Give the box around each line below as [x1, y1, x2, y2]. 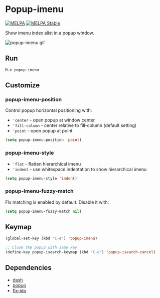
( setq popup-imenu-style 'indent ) [5, 176, 78, 181]
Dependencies [5, 263, 52, 272]
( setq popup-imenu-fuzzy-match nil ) [5, 209, 82, 214]
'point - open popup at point [12, 128, 73, 134]
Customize [5, 81, 40, 90]
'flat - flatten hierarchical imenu [12, 161, 81, 167]
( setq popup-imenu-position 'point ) [5, 137, 82, 142]
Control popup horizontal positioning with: [5, 107, 92, 113]
